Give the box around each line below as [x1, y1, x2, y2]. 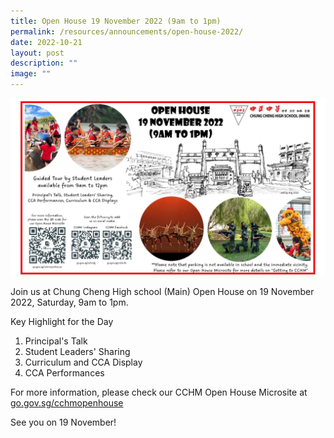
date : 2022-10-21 [10, 37, 83, 47]
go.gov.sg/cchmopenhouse [10, 396, 124, 409]
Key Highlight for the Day [10, 315, 114, 327]
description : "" [10, 58, 78, 69]
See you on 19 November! [10, 416, 117, 428]
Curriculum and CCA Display [24, 356, 143, 368]
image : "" [10, 69, 52, 79]
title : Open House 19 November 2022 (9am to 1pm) [10, 16, 222, 26]
